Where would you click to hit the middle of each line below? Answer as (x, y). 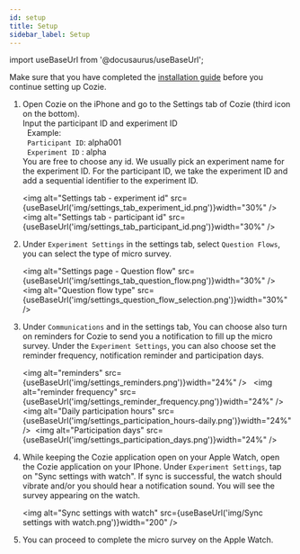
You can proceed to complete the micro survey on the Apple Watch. (148, 540)
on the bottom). (51, 114)
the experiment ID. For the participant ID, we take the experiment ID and (155, 171)
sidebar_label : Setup (50, 34)
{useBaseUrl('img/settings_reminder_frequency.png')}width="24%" (148, 402)
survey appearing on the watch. (81, 496)
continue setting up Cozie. (58, 87)
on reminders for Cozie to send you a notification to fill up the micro (147, 336)
